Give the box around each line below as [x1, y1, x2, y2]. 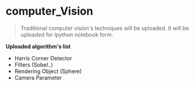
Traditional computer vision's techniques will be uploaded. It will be [20, 24, 190, 32]
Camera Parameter [14, 74, 62, 81]
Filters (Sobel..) [14, 61, 53, 68]
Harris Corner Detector [14, 54, 72, 62]
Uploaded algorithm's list [5, 43, 71, 50]
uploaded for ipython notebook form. [20, 30, 114, 38]
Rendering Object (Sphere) [14, 67, 83, 74]
